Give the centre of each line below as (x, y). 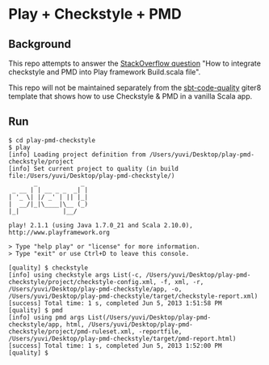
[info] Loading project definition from (78, 155)
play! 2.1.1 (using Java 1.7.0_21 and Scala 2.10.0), (101, 225)
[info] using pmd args (46, 317)
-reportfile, (160, 331)
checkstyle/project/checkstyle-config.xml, (83, 282)
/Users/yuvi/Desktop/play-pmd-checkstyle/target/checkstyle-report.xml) (133, 296)
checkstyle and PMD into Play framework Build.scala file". (105, 72)
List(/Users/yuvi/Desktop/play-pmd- (149, 317)
